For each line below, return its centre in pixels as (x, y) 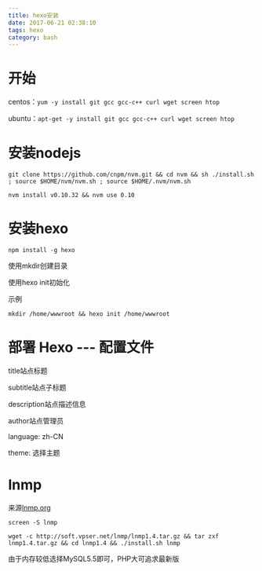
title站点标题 (28, 371)
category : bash (33, 37)
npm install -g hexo (42, 251)
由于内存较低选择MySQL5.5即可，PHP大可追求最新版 (94, 558)
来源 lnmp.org (29, 507)
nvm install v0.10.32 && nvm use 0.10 (71, 196)
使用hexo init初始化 (39, 283)
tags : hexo (26, 30)
